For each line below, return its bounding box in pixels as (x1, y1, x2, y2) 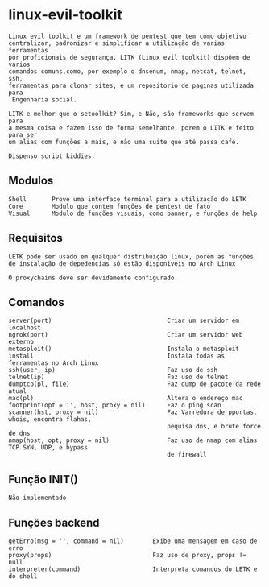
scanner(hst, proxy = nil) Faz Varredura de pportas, (8, 408, 258, 416)
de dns (8, 429, 31, 438)
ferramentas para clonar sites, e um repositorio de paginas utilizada (8, 81, 254, 89)
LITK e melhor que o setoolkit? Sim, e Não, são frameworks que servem (8, 110, 254, 118)
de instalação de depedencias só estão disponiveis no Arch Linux (8, 259, 236, 267)
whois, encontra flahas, (8, 415, 92, 424)
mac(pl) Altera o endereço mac (8, 395, 243, 403)
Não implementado (8, 494, 67, 502)
